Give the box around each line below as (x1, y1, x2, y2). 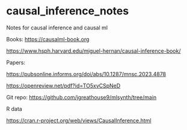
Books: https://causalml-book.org (6, 35, 90, 43)
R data (6, 105, 22, 112)
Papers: (6, 59, 26, 66)
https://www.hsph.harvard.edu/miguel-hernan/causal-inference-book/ (6, 47, 181, 55)
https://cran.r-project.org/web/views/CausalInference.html (6, 117, 152, 124)
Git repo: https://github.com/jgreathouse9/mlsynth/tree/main (6, 93, 157, 101)
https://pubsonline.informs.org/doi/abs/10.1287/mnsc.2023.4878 (6, 70, 167, 77)
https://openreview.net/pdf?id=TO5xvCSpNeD (6, 82, 121, 89)
